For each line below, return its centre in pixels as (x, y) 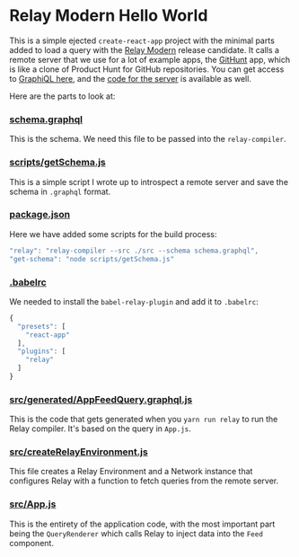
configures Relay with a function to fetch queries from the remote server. (144, 481)
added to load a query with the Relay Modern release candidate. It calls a (145, 49)
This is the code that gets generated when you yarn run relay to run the (144, 420)
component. (31, 543)
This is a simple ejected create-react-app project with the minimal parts (142, 40)
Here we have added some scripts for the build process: (113, 234)
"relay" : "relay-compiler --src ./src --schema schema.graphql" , (134, 251)
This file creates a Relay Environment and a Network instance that (131, 472)
